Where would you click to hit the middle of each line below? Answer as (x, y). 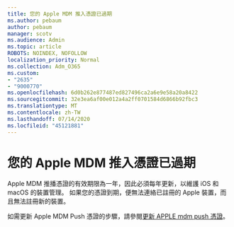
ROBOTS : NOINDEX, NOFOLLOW (47, 54)
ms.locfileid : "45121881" (45, 126)
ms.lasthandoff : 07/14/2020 (49, 119)
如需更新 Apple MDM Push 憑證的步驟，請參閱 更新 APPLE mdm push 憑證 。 (118, 216)
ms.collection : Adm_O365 (44, 66)
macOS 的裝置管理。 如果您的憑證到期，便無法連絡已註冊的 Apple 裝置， (114, 192)
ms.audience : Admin (36, 40)
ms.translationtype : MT (43, 106)
